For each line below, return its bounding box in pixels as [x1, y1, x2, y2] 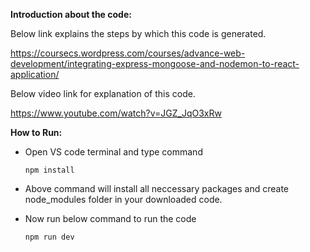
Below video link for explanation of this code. [10, 88, 196, 99]
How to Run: [10, 127, 63, 138]
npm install [24, 165, 75, 175]
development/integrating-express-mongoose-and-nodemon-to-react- [10, 58, 300, 69]
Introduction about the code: [10, 9, 132, 20]
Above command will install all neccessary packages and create [24, 183, 289, 194]
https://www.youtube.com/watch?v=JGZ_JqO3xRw [10, 107, 222, 119]
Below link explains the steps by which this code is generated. [10, 28, 267, 39]
